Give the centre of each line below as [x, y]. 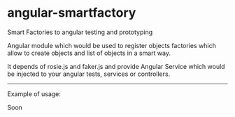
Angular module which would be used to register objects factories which [112, 45]
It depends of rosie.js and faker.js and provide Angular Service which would [116, 66]
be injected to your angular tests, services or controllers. [89, 74]
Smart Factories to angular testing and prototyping [80, 32]
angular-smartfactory [72, 13]
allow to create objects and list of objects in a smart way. [89, 53]
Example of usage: [34, 94]
